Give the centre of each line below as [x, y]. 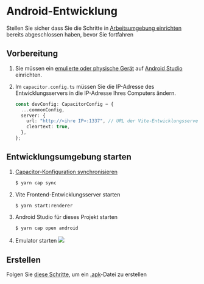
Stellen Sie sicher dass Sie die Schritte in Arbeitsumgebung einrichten [94, 28]
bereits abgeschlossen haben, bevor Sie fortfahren [70, 34]
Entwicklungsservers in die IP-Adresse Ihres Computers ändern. [96, 93]
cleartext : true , [48, 127]
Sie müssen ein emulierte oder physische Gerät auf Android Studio [99, 68]
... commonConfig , [43, 110]
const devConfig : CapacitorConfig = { [64, 104]
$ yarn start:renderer [44, 206]
